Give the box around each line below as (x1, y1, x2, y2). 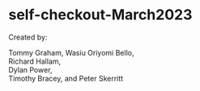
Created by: (8, 32, 48, 42)
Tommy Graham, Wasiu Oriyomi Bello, (8, 48, 134, 57)
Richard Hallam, (8, 56, 62, 66)
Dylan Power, (8, 64, 53, 74)
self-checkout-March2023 (8, 6, 193, 24)
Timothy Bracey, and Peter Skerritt (8, 73, 124, 83)
